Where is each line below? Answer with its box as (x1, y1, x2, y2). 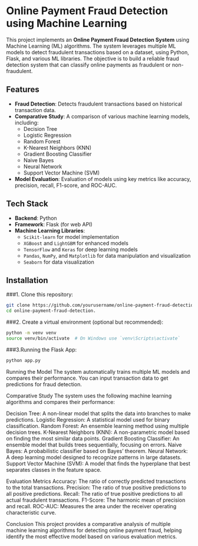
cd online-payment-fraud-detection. (6, 308, 96, 314)
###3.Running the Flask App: (6, 346, 77, 353)
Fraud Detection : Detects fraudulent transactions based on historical (14, 100, 183, 107)
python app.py (6, 357, 41, 363)
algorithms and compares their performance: (6, 398, 115, 405)
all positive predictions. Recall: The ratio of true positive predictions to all (6, 490, 183, 497)
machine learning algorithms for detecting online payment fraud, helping (6, 527, 182, 534)
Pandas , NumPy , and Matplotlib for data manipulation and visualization (23, 252, 191, 259)
